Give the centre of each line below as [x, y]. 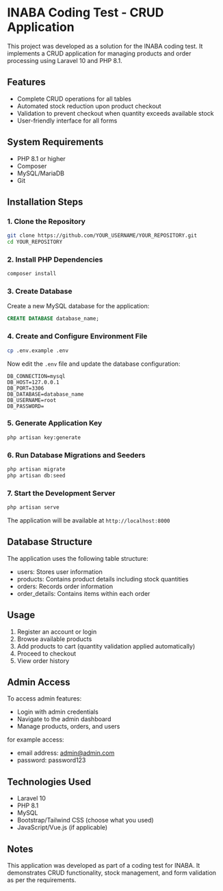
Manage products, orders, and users [68, 727]
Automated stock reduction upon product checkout [89, 106]
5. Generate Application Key [55, 423]
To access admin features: [44, 699]
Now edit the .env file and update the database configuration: [94, 364]
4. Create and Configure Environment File [77, 336]
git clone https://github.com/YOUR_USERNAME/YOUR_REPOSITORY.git [102, 236]
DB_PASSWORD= [26, 406]
